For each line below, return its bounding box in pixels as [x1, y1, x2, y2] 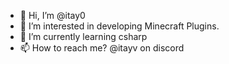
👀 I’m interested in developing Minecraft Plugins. [19, 20, 220, 32]
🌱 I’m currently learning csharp [19, 31, 148, 42]
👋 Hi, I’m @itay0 [19, 10, 86, 21]
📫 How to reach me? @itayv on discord [19, 42, 185, 54]
